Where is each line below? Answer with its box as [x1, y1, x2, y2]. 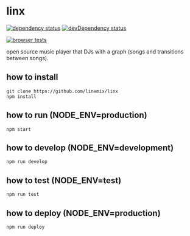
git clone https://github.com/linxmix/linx [6, 88, 119, 94]
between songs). [6, 54, 49, 61]
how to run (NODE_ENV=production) [6, 110, 147, 120]
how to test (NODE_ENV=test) [6, 175, 122, 186]
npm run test [6, 192, 40, 198]
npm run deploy [6, 224, 45, 230]
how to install [6, 72, 58, 83]
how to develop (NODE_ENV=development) [6, 142, 174, 153]
